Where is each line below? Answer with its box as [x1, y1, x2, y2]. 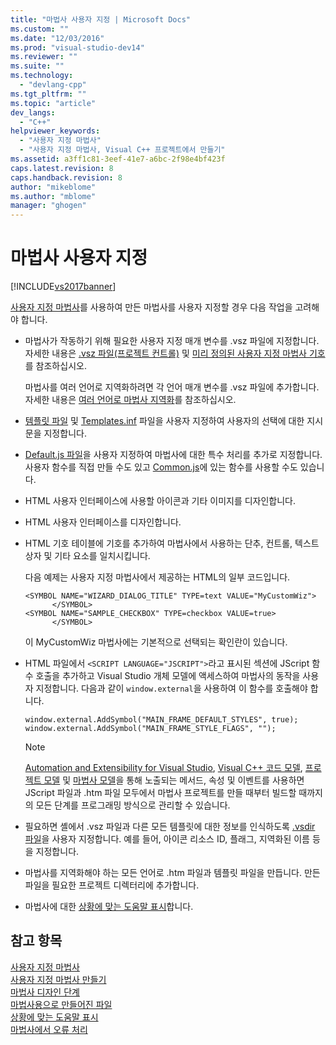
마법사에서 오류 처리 [10, 1023, 88, 1035]
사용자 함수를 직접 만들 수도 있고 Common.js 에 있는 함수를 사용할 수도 [24, 461, 298, 473]
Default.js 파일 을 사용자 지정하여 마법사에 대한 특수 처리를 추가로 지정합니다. [24, 449, 323, 461]
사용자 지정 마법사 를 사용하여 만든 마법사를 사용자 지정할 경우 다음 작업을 [10, 301, 293, 313]
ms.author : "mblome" [10, 191, 97, 201]
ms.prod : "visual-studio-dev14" [10, 42, 145, 53]
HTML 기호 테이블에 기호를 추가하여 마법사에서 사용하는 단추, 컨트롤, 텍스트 [24, 537, 320, 550]
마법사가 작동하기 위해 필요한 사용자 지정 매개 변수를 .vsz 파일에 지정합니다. [24, 335, 320, 347]
